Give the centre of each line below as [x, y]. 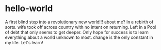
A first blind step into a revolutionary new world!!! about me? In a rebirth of [79, 22]
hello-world [29, 8]
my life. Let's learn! [24, 42]
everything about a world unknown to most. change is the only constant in [79, 37]
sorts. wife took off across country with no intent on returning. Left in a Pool [81, 27]
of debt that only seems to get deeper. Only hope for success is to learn [77, 32]
